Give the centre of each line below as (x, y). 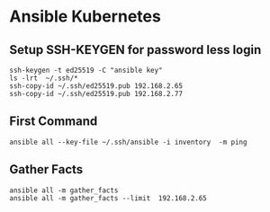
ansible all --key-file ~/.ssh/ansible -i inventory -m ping (128, 142)
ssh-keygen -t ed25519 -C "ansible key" (86, 70)
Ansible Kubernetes (85, 17)
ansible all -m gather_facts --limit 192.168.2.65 (108, 198)
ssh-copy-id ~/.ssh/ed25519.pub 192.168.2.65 (96, 86)
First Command (54, 122)
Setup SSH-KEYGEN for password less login (135, 50)
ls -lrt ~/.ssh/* (44, 78)
